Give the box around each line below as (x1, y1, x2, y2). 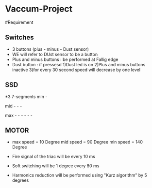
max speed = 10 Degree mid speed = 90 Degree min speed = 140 (12, 139, 143, 145)
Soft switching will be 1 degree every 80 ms (12, 163, 100, 169)
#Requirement (5, 19, 34, 25)
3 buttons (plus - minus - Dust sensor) (12, 46, 89, 52)
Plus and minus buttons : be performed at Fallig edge (12, 57, 118, 62)
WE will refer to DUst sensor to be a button (12, 51, 98, 57)
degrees (12, 177, 29, 183)
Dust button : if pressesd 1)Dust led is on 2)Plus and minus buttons (12, 61, 146, 67)
